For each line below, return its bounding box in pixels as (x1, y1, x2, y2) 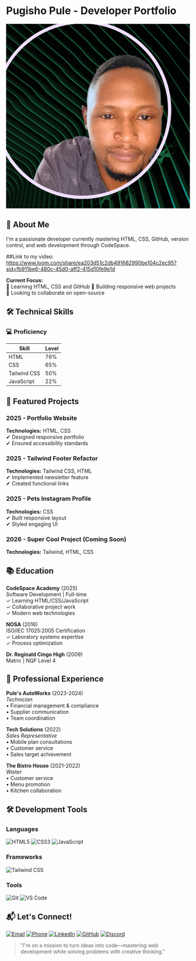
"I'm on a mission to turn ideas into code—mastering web (20, 942, 159, 949)
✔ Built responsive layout (6, 514, 66, 521)
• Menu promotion (6, 781, 51, 788)
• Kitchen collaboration (6, 786, 62, 794)
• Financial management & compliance (6, 702, 99, 709)
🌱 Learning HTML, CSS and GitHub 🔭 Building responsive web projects (6, 283, 176, 290)
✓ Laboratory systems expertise (6, 633, 84, 640)
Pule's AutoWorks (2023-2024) (6, 689, 83, 696)
